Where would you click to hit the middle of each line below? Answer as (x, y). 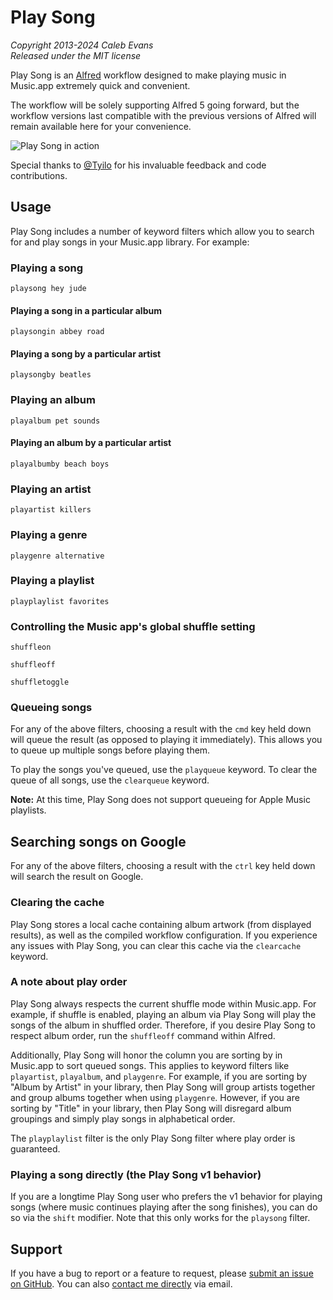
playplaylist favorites (60, 601)
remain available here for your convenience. (101, 126)
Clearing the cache (57, 903)
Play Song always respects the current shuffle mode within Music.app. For (163, 1003)
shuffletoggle (40, 682)
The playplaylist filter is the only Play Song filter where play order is (153, 1138)
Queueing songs (51, 708)
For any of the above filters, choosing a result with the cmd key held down (161, 729)
